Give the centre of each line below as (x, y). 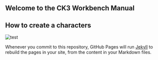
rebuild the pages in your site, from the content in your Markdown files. (78, 52)
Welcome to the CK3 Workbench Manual (70, 8)
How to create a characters (48, 25)
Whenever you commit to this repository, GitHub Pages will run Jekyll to (79, 47)
